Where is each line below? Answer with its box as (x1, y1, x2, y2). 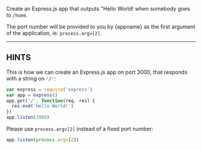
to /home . (6, 11, 28, 19)
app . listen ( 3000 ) (6, 114, 50, 121)
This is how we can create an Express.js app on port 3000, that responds (6, 68, 188, 76)
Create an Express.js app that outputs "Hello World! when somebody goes (6, 5, 191, 12)
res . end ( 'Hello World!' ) (11, 103, 74, 109)
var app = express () (6, 92, 58, 98)
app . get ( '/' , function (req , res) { (6, 97, 96, 104)
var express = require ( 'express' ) (6, 87, 93, 93)
